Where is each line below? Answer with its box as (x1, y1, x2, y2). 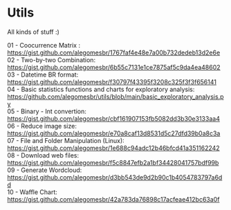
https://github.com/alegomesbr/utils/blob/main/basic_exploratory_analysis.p (7, 92, 224, 101)
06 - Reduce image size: (7, 122, 77, 130)
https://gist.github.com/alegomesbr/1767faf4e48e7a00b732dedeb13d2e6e (7, 48, 221, 57)
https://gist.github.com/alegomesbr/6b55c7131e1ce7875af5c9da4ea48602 (7, 63, 221, 71)
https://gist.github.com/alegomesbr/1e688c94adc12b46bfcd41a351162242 (7, 144, 220, 152)
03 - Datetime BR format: (7, 70, 79, 79)
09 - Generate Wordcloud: (7, 166, 82, 174)
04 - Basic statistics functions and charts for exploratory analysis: (7, 85, 195, 93)
